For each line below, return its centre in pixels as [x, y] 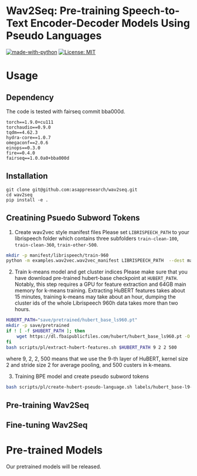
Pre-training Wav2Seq [47, 405]
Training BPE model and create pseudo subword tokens [82, 376]
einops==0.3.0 [23, 148]
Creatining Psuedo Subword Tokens [73, 218]
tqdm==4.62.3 [22, 132]
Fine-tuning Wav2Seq [47, 425]
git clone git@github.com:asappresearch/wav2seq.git [72, 190]
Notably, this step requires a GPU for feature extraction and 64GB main [100, 284]
